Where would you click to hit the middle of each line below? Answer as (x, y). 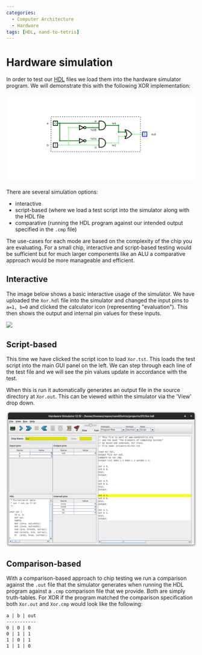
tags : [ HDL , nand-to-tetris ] (43, 32)
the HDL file (30, 216)
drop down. (21, 403)
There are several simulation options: (52, 192)
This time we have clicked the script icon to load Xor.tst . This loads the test (101, 359)
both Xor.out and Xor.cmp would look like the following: (74, 604)
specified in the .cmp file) (46, 229)
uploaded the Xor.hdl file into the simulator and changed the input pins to (97, 300)
